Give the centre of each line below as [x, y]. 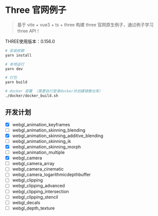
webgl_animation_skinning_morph [47, 147]
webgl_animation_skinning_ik [42, 141]
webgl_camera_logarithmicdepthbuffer [51, 175]
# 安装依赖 [15, 51]
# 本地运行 [15, 64]
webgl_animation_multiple [38, 152]
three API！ [29, 31]
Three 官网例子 [36, 10]
